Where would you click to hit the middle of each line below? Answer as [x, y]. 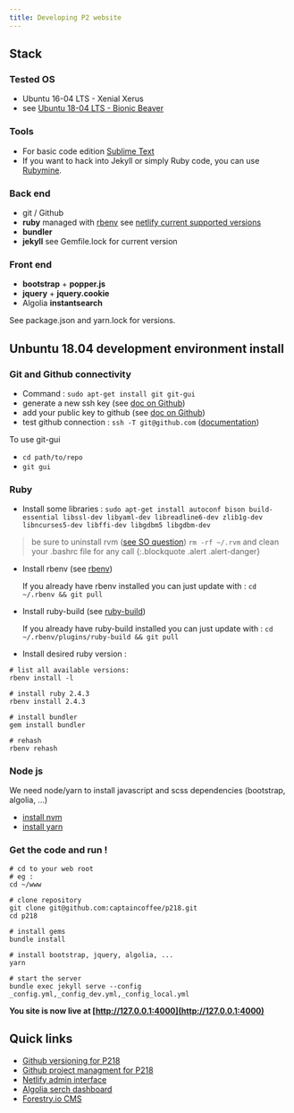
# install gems [38, 931]
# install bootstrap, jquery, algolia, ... [92, 955]
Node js [26, 771]
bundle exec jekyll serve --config [76, 986]
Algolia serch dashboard [67, 1089]
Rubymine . [42, 170]
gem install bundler [48, 725]
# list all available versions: [69, 671]
